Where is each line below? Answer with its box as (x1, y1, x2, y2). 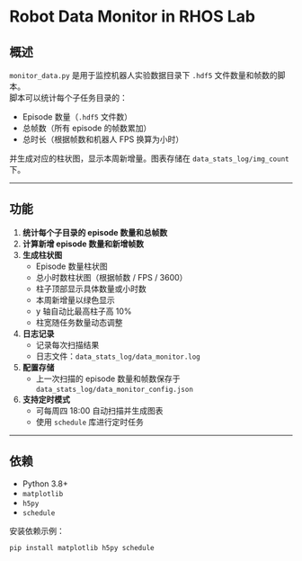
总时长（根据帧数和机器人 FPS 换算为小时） (22, 134, 184, 145)
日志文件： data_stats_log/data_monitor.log (35, 351, 200, 361)
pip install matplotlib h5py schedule (9, 543, 155, 552)
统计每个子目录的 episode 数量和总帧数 (22, 227, 168, 237)
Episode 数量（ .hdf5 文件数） (22, 111, 133, 122)
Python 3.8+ (22, 478, 69, 489)
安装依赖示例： (9, 525, 65, 536)
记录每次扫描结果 (35, 339, 100, 350)
